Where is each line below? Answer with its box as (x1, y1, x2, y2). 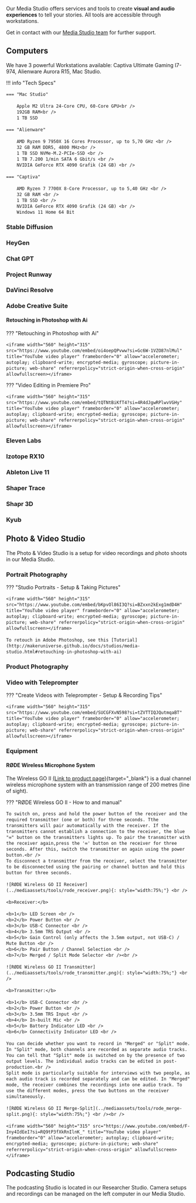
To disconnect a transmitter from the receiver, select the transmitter (6, 858, 188, 864)
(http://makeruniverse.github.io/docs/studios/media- (6, 643, 141, 649)
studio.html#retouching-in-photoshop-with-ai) (6, 649, 122, 655)
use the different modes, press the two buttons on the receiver (6, 1088, 169, 1093)
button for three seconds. (6, 870, 72, 875)
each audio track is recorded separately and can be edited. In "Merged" (6, 1076, 191, 1082)
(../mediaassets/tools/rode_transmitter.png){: (6, 970, 125, 976)
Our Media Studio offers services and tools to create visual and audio (6, 5, 175, 12)
